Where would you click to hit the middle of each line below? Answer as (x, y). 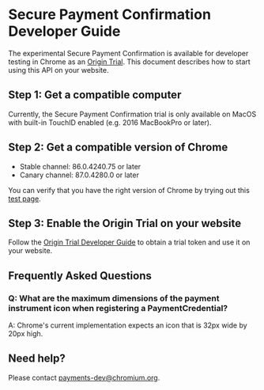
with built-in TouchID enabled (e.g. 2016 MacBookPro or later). (110, 122)
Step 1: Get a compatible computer (95, 95)
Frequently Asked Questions (80, 276)
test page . (25, 199)
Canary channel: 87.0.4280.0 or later (79, 175)
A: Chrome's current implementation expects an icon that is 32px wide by (128, 325)
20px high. (26, 334)
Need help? (37, 359)
